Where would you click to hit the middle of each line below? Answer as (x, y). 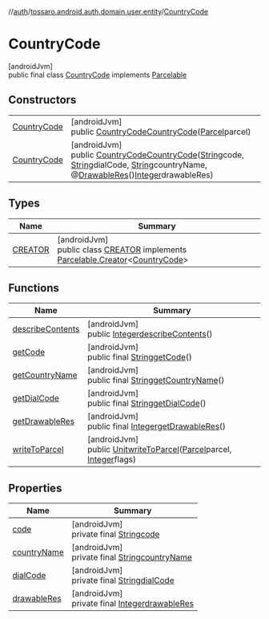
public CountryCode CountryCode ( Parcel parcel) (161, 132)
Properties (35, 488)
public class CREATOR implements (122, 250)
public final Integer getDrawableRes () (157, 426)
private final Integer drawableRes (133, 604)
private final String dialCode (123, 580)
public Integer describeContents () (150, 334)
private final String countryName (132, 557)
